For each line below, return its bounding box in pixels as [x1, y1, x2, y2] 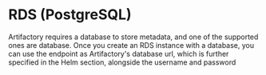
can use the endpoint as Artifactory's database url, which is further [8, 49, 229, 58]
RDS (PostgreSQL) [8, 6, 132, 24]
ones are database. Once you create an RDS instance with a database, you [8, 40, 254, 49]
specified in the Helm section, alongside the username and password [8, 57, 236, 67]
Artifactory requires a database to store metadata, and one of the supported [8, 32, 259, 41]
